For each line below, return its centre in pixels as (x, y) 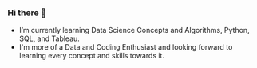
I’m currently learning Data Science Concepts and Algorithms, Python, (134, 30)
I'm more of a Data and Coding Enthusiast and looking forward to (126, 47)
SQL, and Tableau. (49, 38)
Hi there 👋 (27, 13)
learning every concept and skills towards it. (92, 56)
